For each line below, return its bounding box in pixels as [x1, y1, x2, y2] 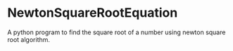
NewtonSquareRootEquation [7, 5, 178, 21]
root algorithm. [7, 35, 51, 43]
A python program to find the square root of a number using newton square [7, 28, 226, 36]
